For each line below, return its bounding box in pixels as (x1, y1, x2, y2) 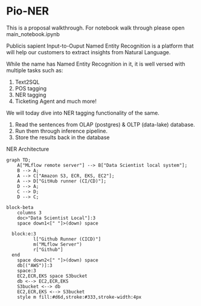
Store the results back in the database (14, 134, 110, 141)
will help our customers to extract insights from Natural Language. (6, 48, 171, 55)
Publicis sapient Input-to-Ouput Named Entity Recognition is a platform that (6, 42, 194, 49)
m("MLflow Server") (33, 241, 83, 248)
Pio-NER (6, 4, 49, 18)
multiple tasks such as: (6, 66, 63, 73)
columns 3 (17, 210, 42, 216)
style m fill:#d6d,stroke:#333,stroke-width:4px (17, 294, 142, 300)
